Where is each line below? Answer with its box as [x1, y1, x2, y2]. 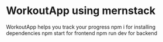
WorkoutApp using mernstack [6, 4, 156, 17]
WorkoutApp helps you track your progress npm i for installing [6, 23, 156, 30]
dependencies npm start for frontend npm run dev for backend [6, 29, 158, 36]
